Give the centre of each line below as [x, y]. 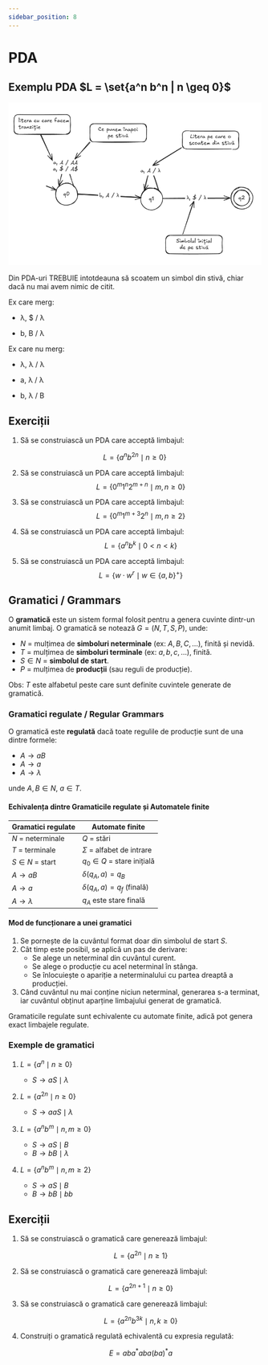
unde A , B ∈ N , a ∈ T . [45, 788]
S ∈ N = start [34, 862]
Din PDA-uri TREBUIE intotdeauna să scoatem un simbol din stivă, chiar [126, 278]
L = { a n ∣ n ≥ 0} [46, 1063]
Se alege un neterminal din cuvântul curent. [104, 958]
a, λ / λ [32, 380]
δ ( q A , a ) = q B [104, 875]
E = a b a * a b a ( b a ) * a [141, 1352]
